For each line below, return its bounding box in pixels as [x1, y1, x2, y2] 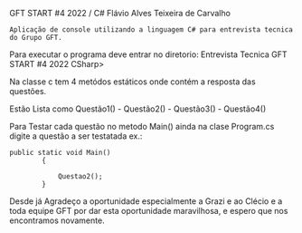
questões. [9, 86, 47, 96]
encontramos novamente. [9, 215, 106, 226]
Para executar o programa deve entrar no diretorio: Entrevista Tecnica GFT [9, 49, 288, 60]
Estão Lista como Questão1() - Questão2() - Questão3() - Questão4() [9, 103, 267, 114]
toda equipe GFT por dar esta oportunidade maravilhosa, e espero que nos [9, 206, 288, 216]
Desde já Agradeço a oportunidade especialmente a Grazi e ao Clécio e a [9, 196, 283, 207]
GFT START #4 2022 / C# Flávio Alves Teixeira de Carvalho [9, 8, 231, 18]
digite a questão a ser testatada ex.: [9, 131, 143, 141]
